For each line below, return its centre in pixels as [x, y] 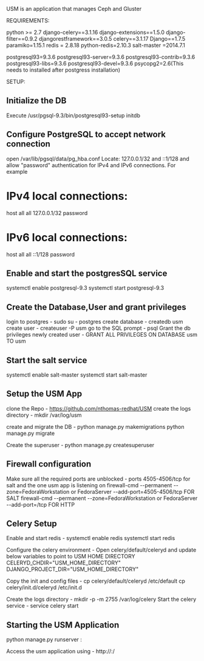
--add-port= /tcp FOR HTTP [40, 504]
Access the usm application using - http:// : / [61, 651]
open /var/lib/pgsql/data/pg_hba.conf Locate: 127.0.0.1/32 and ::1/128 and [98, 159]
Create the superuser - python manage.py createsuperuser [80, 445]
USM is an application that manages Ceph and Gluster [74, 9]
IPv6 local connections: [67, 237]
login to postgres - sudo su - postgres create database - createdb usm [95, 322]
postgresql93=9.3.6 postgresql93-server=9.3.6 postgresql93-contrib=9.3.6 [101, 57]
